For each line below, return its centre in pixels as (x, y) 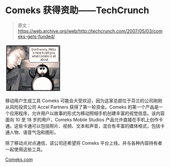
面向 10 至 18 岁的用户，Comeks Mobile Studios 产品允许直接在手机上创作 (82, 119)
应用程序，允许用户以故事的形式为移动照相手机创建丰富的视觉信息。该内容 (87, 113)
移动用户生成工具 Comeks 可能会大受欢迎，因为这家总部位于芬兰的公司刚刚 (84, 100)
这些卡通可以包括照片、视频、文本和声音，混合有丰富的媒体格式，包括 (87, 126)
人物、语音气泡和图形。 (34, 132)
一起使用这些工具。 (25, 149)
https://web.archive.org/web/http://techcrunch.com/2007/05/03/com (90, 31)
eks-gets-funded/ (36, 36)
